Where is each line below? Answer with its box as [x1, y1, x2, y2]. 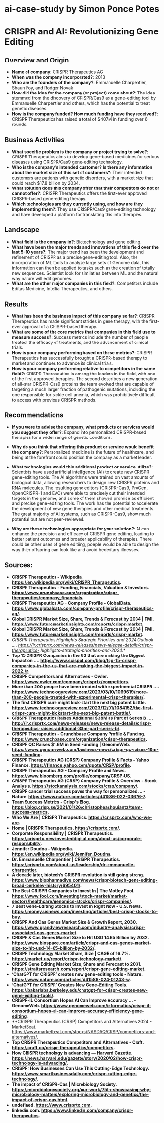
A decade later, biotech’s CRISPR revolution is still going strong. [11, 872, 144, 878]
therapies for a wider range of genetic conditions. [11, 435, 112, 440]
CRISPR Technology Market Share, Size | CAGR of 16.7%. [11, 951, 130, 957]
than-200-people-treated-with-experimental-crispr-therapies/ [11, 694, 144, 700]
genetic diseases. [11, 106, 48, 112]
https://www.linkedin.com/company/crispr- [41, 1107, 133, 1113]
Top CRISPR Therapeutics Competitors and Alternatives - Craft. [11, 1039, 144, 1045]
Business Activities [4, 135, 65, 144]
